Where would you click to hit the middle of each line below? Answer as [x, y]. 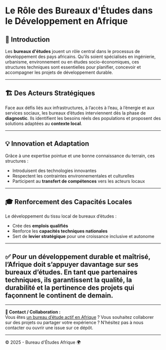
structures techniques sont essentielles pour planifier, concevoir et [73, 67]
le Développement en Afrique [66, 21]
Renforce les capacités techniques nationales [60, 231]
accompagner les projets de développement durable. [59, 72]
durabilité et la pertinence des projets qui [70, 288]
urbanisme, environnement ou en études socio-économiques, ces [72, 62]
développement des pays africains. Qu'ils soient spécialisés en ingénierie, [81, 57]
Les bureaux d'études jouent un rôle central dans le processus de [73, 51]
